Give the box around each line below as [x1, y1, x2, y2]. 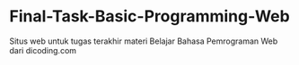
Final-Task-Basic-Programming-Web [9, 6, 290, 27]
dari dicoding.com [9, 45, 77, 55]
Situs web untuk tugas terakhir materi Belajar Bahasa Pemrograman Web [9, 36, 278, 46]
